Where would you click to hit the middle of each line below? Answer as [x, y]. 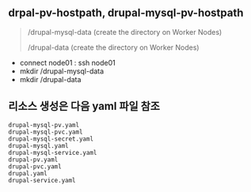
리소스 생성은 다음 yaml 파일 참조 [84, 106]
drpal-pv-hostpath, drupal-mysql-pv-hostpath [126, 13]
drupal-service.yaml [42, 180]
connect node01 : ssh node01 [68, 62]
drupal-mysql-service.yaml [53, 152]
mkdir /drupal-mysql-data [62, 71]
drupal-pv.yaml [33, 160]
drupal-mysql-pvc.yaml [46, 132]
